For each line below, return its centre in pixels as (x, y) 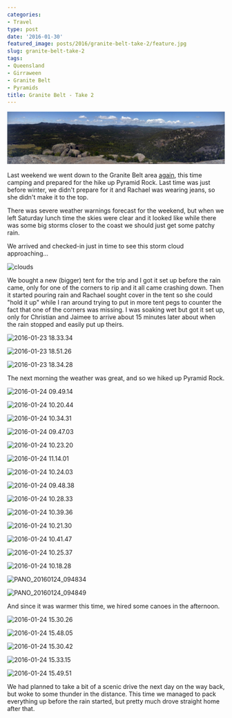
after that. (21, 709)
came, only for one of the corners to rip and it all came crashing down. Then (116, 288)
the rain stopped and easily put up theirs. (66, 325)
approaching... (28, 253)
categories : (24, 15)
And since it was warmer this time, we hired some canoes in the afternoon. (114, 607)
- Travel (20, 22)
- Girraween (24, 73)
